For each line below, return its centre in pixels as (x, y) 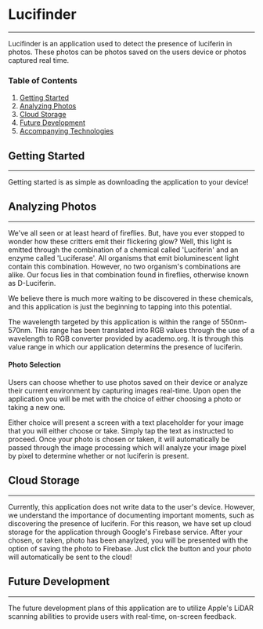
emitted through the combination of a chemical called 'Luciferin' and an (123, 250)
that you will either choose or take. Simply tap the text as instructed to (121, 431)
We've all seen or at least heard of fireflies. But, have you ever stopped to (126, 232)
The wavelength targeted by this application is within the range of (114, 322)
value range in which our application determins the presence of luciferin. (125, 346)
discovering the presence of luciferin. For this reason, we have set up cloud (130, 523)
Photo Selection (34, 365)
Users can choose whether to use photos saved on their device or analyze (128, 382)
